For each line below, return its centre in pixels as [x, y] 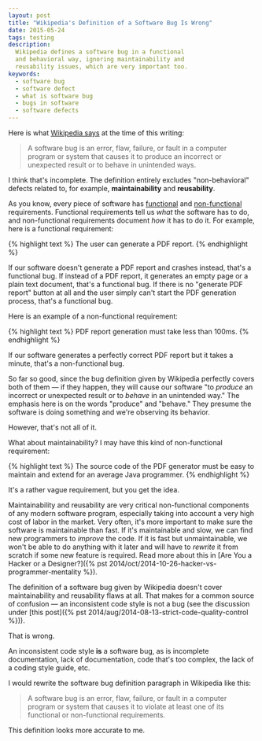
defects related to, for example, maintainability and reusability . [112, 188]
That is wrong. [31, 636]
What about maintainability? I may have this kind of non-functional [115, 442]
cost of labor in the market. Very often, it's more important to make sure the [131, 522]
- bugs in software [47, 103]
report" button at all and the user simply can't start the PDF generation [122, 293]
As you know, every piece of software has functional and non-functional [125, 204]
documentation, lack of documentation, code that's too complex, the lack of [131, 659]
